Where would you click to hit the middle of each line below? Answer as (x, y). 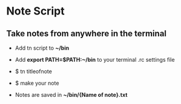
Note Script (35, 11)
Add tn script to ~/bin (42, 48)
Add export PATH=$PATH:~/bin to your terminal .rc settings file (95, 60)
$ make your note (37, 83)
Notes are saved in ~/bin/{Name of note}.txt (71, 95)
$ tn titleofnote (34, 71)
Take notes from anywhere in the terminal (87, 34)
